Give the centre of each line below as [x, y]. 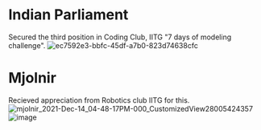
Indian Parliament [68, 15]
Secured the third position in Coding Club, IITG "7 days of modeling [120, 37]
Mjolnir [32, 78]
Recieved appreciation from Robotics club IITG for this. [99, 100]
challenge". [27, 45]
